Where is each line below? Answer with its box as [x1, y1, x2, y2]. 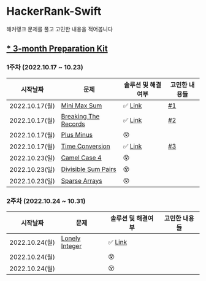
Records [61, 120, 85, 128]
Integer [61, 241, 82, 250]
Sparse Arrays [61, 176, 102, 185]
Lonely [61, 234, 81, 242]
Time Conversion [61, 142, 110, 150]
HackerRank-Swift [6, 4, 102, 18]
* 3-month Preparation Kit [6, 44, 109, 54]
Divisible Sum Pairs [61, 164, 116, 173]
